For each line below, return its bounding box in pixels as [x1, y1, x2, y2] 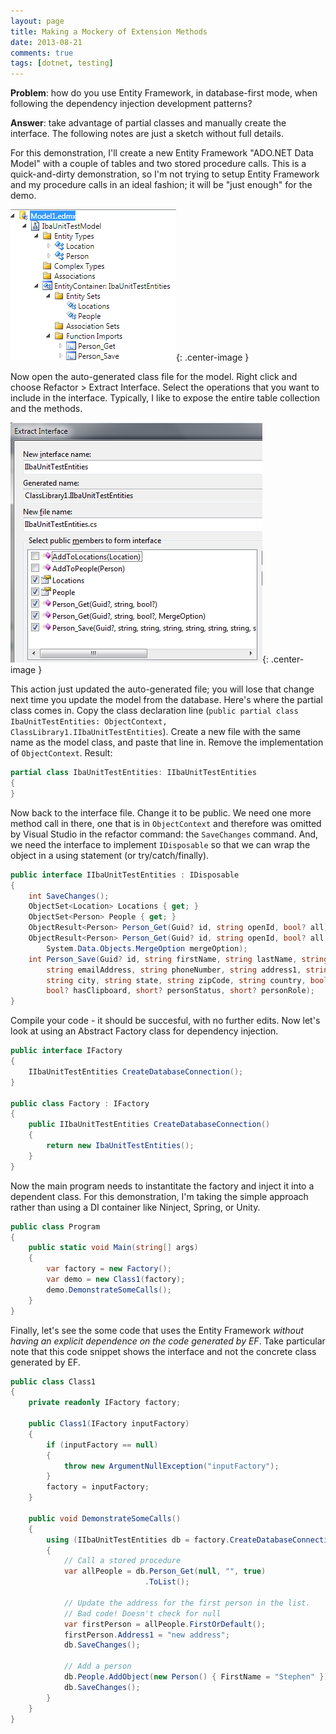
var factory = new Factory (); [46, 1264, 172, 1274]
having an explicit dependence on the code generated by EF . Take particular [10, 1335, 326, 1347]
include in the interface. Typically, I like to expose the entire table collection [10, 392, 321, 404]
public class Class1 [10, 1376, 97, 1387]
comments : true [10, 48, 74, 58]
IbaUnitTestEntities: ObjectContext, [10, 717, 168, 727]
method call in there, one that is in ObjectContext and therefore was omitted [10, 817, 322, 829]
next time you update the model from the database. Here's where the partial [10, 694, 323, 706]
